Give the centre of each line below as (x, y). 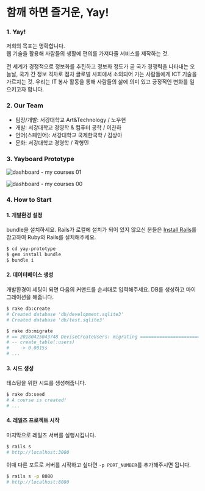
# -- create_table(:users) (41, 342)
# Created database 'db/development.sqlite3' (65, 314)
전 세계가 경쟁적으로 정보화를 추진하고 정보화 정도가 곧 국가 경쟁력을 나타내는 (98, 66)
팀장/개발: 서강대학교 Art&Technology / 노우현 (70, 120)
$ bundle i (20, 260)
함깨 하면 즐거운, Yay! (58, 13)
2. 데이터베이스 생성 (30, 274)
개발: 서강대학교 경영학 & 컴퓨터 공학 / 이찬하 (68, 127)
